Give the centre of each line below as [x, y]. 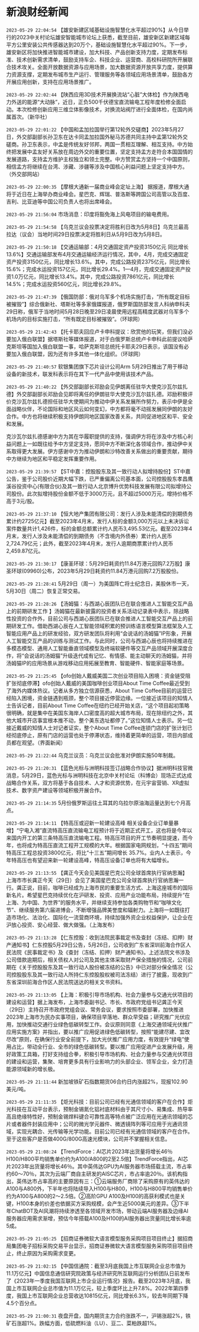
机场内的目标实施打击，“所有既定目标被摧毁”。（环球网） [75, 319]
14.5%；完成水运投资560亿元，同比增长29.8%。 [65, 284]
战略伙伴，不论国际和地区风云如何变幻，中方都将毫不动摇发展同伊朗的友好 [102, 409]
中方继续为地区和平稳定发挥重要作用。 [53, 458]
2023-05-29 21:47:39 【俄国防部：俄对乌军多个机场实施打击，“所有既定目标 [98, 296]
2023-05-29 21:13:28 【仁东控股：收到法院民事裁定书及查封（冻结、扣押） [97, 937]
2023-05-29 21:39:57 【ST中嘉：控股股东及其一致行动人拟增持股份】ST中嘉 [98, 471]
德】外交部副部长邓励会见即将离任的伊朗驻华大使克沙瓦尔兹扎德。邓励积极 [97, 394]
